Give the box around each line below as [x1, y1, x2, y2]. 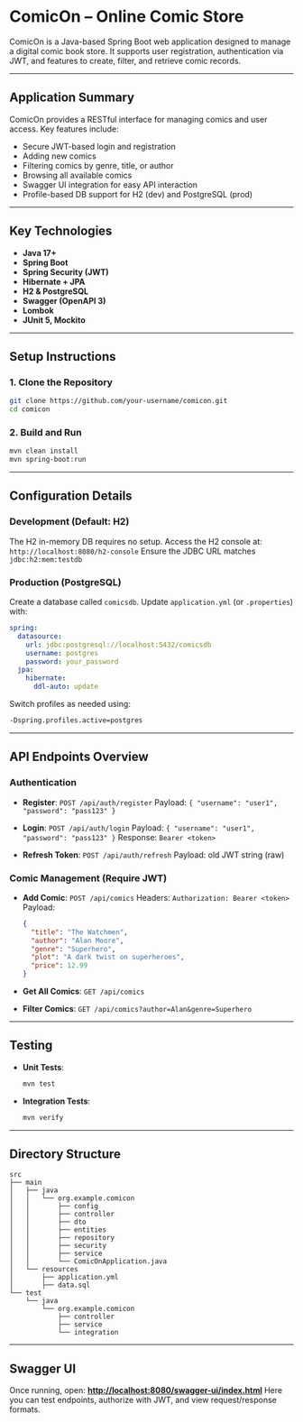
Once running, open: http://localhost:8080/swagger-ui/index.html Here [9, 1385, 282, 1396]
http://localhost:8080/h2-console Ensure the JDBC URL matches [9, 546, 256, 556]
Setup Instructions [9, 349, 116, 364]
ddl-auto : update [32, 683, 99, 692]
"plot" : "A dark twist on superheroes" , [31, 953, 185, 962]
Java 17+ [22, 247, 57, 258]
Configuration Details [9, 489, 133, 504]
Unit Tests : [22, 1061, 65, 1072]
